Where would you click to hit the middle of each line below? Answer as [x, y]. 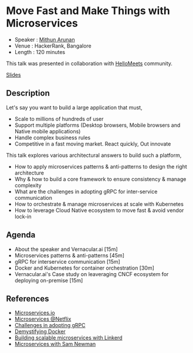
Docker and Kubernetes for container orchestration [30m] [84, 268]
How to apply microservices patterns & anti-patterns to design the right [101, 166]
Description [28, 93]
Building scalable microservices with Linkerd [68, 338]
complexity [28, 185]
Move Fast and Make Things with [88, 11]
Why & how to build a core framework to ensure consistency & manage [100, 179]
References [28, 299]
